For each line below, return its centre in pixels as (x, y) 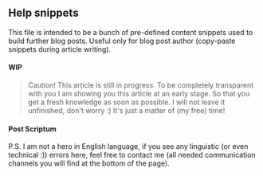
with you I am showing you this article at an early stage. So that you (139, 94)
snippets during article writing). (60, 49)
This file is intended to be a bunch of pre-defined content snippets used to (131, 32)
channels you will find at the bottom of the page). (89, 163)
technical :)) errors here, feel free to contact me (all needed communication (132, 155)
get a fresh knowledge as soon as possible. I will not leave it (126, 102)
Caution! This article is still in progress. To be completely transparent (141, 85)
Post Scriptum (33, 129)
